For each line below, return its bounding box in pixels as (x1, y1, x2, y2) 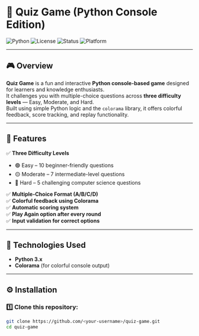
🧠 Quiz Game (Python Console (6, 5, 158, 19)
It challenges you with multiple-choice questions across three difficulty (6, 92, 182, 99)
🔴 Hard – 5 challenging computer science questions (14, 179, 141, 186)
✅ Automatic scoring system (6, 203, 79, 211)
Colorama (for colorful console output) (14, 262, 110, 269)
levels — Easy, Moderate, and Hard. (6, 98, 94, 105)
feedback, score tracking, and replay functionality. (6, 111, 129, 118)
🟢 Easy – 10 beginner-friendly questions (14, 161, 114, 169)
